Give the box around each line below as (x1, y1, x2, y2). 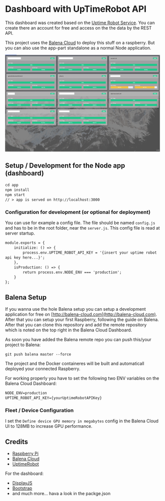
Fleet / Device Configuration (5, 407, 74, 414)
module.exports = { (5, 240, 45, 245)
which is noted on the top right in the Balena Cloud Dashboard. (5, 327, 133, 333)
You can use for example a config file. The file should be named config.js (5, 220, 156, 226)
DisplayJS (12, 480, 33, 486)
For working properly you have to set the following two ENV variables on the (5, 375, 160, 382)
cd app (5, 183, 19, 188)
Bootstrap (12, 485, 32, 491)
